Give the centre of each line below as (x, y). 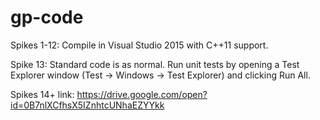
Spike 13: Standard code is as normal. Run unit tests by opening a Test (155, 64)
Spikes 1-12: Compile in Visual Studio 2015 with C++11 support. (139, 45)
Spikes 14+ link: (42, 94)
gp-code (47, 17)
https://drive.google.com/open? (142, 94)
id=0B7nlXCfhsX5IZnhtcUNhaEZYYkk (87, 105)
